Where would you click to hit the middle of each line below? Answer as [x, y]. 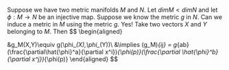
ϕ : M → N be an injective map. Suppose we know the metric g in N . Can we [115, 17]
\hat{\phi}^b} [200, 52]
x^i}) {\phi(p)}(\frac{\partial [143, 52]
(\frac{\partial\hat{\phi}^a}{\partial [56, 52]
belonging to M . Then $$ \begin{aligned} [65, 31]
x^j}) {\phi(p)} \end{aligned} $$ [75, 59]
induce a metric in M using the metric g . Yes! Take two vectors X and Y [107, 24]
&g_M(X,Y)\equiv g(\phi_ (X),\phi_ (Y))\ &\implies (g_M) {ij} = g [92, 45]
